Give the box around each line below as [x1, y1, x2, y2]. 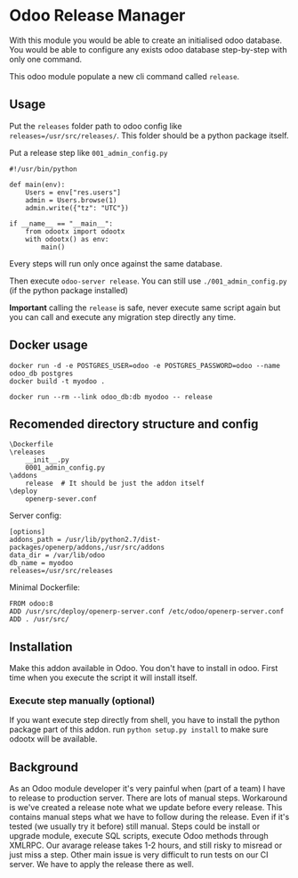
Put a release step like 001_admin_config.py [9, 147, 168, 158]
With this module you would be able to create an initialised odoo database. [9, 35, 283, 45]
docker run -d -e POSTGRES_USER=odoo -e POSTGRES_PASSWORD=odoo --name [9, 361, 280, 370]
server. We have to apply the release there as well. [9, 859, 194, 870]
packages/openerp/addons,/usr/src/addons [9, 543, 165, 553]
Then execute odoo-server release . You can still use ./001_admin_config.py [9, 275, 287, 286]
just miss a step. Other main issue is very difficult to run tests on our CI [9, 849, 269, 860]
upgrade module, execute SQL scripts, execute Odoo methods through [9, 831, 269, 841]
